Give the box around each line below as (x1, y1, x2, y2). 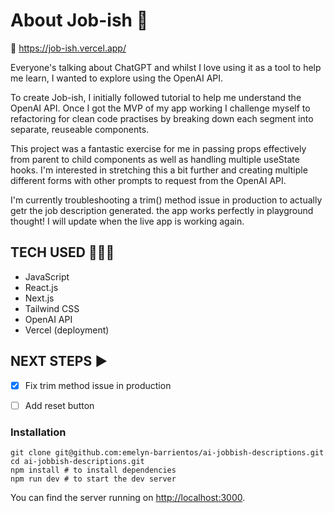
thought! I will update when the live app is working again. (10, 215, 245, 227)
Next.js (24, 292, 55, 304)
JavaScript (24, 270, 70, 283)
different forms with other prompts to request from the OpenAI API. (10, 174, 287, 186)
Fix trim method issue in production (24, 379, 172, 391)
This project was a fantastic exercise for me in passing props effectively (10, 142, 307, 154)
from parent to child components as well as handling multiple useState (10, 153, 300, 165)
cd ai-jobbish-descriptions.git (10, 456, 145, 466)
